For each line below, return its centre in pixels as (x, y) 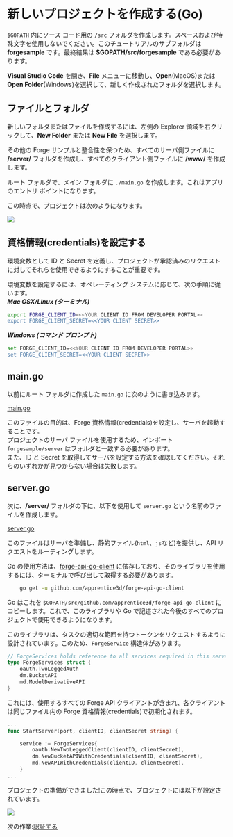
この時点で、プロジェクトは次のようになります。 (77, 205)
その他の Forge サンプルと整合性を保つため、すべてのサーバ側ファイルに (111, 149)
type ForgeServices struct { (49, 663)
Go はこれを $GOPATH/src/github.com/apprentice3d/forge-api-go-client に (114, 602)
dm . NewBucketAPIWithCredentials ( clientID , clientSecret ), (118, 756)
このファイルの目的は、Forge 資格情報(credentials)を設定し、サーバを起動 (113, 422)
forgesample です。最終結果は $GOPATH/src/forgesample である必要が (111, 52)
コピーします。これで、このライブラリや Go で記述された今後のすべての (109, 611)
